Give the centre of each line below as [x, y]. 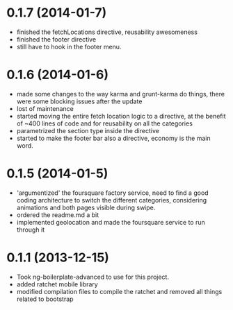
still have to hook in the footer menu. [69, 46]
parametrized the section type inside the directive [88, 130]
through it [31, 230]
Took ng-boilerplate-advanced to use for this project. [93, 277]
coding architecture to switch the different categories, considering [111, 200]
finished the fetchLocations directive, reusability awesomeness [107, 32]
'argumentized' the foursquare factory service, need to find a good [113, 193]
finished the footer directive [56, 39]
